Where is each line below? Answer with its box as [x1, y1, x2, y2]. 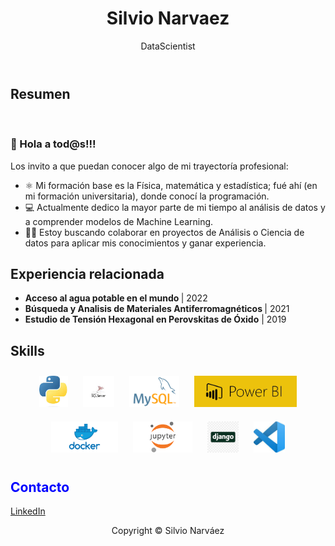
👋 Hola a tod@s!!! [10, 137, 97, 151]
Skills [10, 342, 45, 359]
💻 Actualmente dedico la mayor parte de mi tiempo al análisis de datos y [24, 201, 326, 213]
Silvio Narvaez [106, 7, 230, 30]
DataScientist [140, 40, 196, 52]
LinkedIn [10, 505, 46, 517]
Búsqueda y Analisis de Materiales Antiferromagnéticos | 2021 [24, 303, 290, 315]
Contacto [10, 478, 70, 496]
